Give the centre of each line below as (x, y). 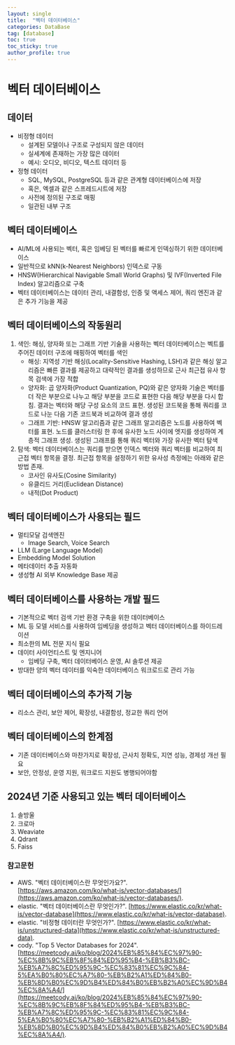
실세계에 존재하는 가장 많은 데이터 (74, 153)
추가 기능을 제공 (47, 301)
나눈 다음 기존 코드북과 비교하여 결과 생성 (97, 414)
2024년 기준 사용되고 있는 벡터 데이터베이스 (97, 797)
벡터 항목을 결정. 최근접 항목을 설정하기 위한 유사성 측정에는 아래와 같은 (128, 457)
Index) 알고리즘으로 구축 (51, 283)
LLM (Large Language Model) (60, 551)
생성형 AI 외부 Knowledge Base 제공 (68, 575)
